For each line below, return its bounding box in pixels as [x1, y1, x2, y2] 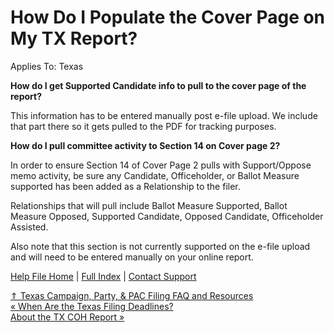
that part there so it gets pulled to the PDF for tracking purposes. [10, 120, 277, 132]
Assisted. [10, 221, 49, 233]
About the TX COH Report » [10, 311, 125, 323]
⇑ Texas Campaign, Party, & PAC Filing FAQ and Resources [10, 289, 254, 301]
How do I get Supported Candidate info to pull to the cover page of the [10, 79, 307, 91]
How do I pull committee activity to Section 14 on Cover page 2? [10, 139, 281, 151]
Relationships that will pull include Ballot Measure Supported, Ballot [10, 199, 288, 211]
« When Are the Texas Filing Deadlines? [10, 300, 174, 312]
